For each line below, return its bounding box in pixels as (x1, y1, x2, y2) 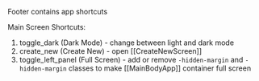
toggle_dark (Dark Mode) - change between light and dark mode (19, 38, 235, 47)
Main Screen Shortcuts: (7, 22, 86, 31)
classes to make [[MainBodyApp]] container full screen (68, 63, 252, 73)
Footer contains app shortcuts (7, 7, 108, 16)
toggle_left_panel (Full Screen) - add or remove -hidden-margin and (19, 55, 244, 64)
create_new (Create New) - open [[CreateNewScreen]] (19, 47, 203, 55)
